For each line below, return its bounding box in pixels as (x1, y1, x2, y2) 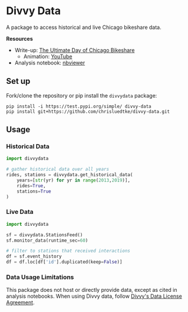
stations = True (17, 188, 51, 194)
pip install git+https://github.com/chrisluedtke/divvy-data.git (6, 108, 170, 115)
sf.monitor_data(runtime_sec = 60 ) (6, 238, 88, 243)
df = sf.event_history (6, 253, 62, 259)
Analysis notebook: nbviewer (14, 59, 85, 66)
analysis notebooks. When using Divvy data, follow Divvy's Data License (6, 292, 183, 300)
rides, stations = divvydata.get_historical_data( (6, 172, 133, 178)
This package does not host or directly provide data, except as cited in (6, 287, 178, 294)
